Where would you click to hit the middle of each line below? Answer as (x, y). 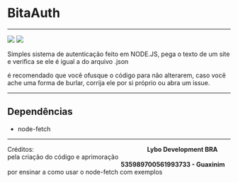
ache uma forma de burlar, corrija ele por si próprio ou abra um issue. (109, 82)
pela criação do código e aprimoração (63, 157)
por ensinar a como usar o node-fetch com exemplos (85, 172)
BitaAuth (34, 13)
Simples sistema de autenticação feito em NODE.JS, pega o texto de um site (119, 54)
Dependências (40, 112)
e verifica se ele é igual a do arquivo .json (68, 61)
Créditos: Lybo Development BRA (113, 149)
